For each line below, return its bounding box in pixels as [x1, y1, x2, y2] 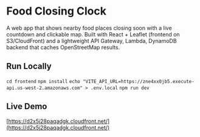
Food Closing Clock [6, 4, 106, 18]
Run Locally [6, 61, 52, 72]
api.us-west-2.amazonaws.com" [6, 85, 83, 91]
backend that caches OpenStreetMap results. [6, 44, 120, 51]
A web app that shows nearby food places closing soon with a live [6, 24, 172, 32]
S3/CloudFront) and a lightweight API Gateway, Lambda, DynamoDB [6, 37, 178, 44]
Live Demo [6, 101, 47, 112]
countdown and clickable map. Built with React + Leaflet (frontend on [6, 30, 181, 38]
